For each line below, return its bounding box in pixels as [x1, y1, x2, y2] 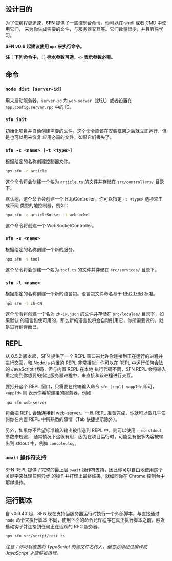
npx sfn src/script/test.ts [5, 533, 66, 538]
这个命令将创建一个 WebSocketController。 [5, 222, 97, 228]
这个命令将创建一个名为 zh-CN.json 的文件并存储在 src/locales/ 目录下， [5, 311, 160, 317]
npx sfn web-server [5, 400, 47, 405]
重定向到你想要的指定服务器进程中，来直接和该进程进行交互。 [5, 372, 136, 378]
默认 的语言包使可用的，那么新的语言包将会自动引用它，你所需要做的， [9, 317, 159, 324]
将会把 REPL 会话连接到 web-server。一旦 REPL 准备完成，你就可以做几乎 [5, 410, 161, 416]
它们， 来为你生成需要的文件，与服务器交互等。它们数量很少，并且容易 [9, 26, 159, 32]
